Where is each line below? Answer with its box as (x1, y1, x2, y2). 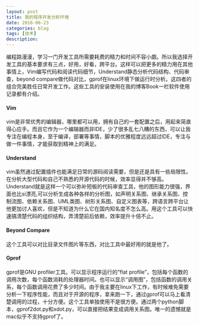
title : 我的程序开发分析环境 (6, 14, 69, 20)
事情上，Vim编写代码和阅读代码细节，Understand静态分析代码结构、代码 (6, 68, 185, 75)
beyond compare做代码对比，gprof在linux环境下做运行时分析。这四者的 (16, 75, 192, 82)
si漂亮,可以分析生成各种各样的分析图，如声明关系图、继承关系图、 (21, 190, 183, 197)
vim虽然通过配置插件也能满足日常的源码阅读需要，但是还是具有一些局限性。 (6, 168, 191, 175)
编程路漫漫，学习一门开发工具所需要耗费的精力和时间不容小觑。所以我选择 (6, 53, 188, 60)
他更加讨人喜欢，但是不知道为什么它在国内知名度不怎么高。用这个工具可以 (6, 205, 188, 212)
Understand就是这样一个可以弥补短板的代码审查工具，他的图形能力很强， (6, 183, 185, 190)
